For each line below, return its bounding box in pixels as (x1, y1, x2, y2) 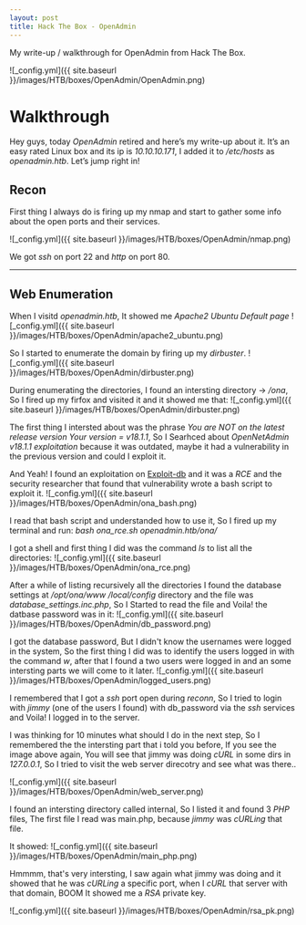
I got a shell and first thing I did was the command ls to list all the (9, 543, 253, 554)
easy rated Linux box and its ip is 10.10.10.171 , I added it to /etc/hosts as (9, 146, 275, 157)
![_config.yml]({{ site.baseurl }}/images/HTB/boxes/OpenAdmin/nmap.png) (9, 234, 291, 244)
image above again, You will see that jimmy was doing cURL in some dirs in (9, 749, 291, 760)
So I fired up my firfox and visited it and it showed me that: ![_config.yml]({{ (9, 394, 292, 406)
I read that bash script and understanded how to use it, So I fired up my (9, 515, 278, 526)
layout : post (9, 13, 59, 23)
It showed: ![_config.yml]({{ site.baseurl (9, 841, 158, 852)
